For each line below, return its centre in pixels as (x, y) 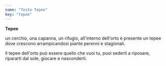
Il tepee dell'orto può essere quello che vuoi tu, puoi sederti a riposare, (78, 53)
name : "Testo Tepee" (27, 10)
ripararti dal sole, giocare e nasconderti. (46, 58)
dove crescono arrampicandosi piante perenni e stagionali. (65, 43)
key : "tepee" (19, 14)
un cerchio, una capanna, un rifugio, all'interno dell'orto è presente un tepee (83, 38)
